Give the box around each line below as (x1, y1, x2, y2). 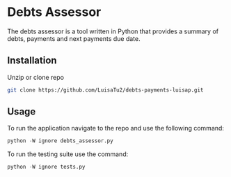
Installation (7, 55, 57, 67)
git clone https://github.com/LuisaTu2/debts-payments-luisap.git (7, 86, 204, 94)
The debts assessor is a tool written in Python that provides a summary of (7, 27, 219, 35)
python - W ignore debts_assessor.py (7, 137, 113, 144)
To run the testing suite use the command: (7, 150, 129, 158)
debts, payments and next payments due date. (7, 34, 141, 42)
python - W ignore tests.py (7, 164, 86, 171)
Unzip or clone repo (7, 73, 65, 81)
